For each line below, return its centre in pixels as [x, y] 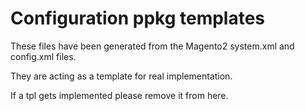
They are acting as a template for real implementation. [121, 76]
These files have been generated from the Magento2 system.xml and [152, 46]
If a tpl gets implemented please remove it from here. [119, 95]
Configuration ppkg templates [138, 18]
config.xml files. [43, 56]
